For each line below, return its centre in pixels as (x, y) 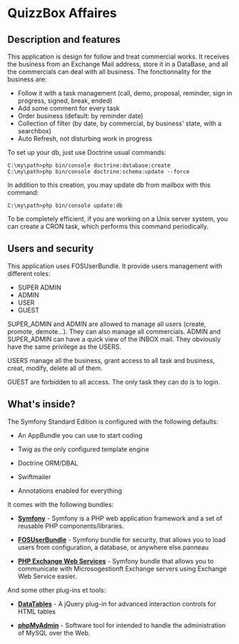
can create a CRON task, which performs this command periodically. (108, 226)
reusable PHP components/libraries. (71, 526)
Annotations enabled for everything (70, 491)
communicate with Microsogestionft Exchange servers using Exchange (122, 568)
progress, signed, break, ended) (65, 101)
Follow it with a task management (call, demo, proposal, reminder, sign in (125, 93)
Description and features (64, 40)
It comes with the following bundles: (61, 504)
